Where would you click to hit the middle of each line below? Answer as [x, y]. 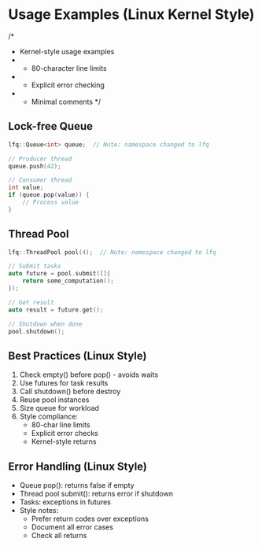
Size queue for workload [59, 408]
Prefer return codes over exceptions [90, 519]
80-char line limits [61, 425]
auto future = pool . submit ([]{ [59, 274]
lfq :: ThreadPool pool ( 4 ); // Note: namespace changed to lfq [112, 252]
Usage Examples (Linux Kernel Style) [131, 15]
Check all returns [59, 536]
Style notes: [39, 511]
